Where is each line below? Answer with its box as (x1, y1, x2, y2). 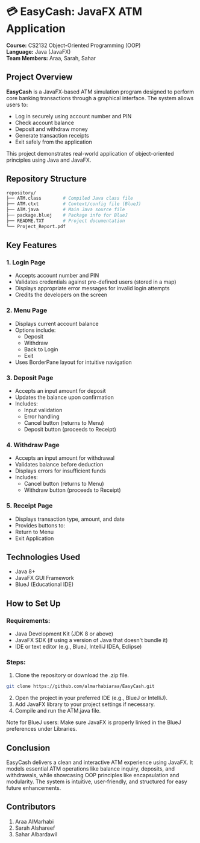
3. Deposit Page (6, 374, 54, 382)
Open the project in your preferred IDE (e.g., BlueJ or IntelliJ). (14, 695, 167, 702)
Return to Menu (14, 528, 54, 535)
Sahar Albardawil (14, 830, 58, 838)
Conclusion (6, 743, 51, 753)
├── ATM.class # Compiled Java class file (6, 196, 134, 202)
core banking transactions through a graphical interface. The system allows (6, 94, 194, 101)
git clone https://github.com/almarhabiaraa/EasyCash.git (6, 683, 155, 690)
